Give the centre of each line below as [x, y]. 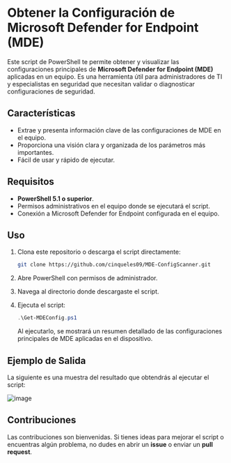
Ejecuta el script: [41, 305]
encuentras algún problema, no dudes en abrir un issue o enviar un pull [110, 444]
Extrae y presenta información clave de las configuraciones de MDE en [119, 130]
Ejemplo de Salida [47, 360]
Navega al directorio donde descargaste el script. [88, 291]
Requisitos [31, 182]
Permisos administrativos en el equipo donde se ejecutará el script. [114, 206]
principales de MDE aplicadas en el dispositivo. [85, 339]
